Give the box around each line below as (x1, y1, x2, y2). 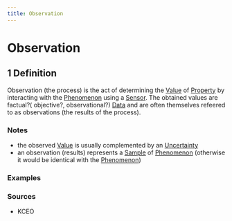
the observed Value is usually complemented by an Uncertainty (17, 141, 199, 149)
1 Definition (7, 67, 57, 80)
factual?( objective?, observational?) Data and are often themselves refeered (7, 100, 226, 109)
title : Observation (7, 10, 64, 17)
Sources (7, 191, 36, 201)
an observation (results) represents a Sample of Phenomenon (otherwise (17, 148, 226, 157)
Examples (7, 173, 42, 182)
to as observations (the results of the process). (7, 108, 141, 116)
